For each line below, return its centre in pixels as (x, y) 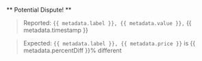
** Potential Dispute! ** (39, 10)
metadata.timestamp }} (55, 30)
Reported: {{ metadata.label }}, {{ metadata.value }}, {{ (108, 23)
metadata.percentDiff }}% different (72, 50)
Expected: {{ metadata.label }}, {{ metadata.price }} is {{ (109, 43)
